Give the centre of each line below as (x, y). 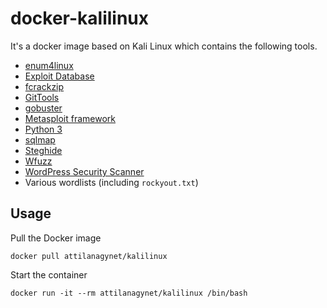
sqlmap (40, 139)
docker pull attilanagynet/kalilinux (89, 256)
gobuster (43, 108)
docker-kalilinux (80, 18)
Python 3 (43, 129)
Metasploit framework (70, 118)
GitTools (42, 97)
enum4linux (49, 65)
